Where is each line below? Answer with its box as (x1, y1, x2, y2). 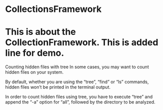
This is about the (5, 26, 76, 38)
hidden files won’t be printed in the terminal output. (5, 84, 111, 90)
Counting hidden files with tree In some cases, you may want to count (5, 64, 149, 70)
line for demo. (5, 47, 64, 59)
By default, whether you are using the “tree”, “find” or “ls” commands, (5, 79, 149, 85)
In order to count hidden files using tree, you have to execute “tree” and (5, 94, 153, 100)
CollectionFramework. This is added (5, 37, 158, 48)
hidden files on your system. (5, 69, 64, 75)
